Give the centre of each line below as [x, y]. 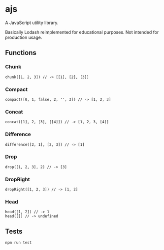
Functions [21, 53]
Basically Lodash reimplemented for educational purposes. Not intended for [82, 32]
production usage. [24, 37]
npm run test [18, 243]
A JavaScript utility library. [32, 23]
